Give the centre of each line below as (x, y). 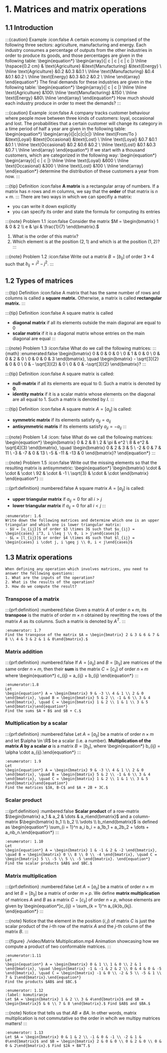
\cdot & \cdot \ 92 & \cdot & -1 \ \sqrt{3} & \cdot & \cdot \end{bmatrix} (77, 473)
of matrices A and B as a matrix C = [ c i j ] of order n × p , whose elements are (83, 900)
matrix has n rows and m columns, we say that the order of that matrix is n (82, 191)
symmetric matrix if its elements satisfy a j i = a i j (62, 420)
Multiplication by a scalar (36, 723)
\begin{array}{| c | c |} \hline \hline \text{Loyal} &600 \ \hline (67, 160)
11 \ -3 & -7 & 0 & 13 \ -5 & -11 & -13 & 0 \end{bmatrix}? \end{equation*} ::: (81, 453)
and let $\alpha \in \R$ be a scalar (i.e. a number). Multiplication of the (78, 740)
